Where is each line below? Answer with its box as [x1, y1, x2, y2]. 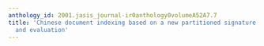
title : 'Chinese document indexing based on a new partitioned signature [8, 19, 257, 27]
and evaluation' [15, 26, 69, 34]
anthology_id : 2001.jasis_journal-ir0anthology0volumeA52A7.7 [8, 11, 217, 19]
